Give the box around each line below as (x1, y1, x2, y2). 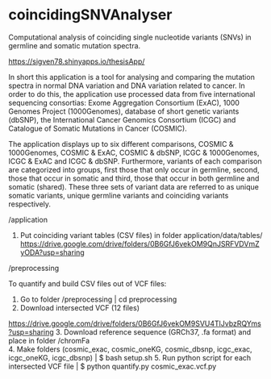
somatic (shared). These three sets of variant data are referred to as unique (8, 181, 260, 191)
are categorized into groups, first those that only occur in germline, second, (8, 165, 260, 174)
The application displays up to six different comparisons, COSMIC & (8, 139, 234, 148)
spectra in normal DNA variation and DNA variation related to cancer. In (8, 81, 246, 90)
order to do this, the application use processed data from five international (8, 89, 256, 98)
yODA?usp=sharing (19, 248, 85, 257)
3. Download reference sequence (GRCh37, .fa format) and (55, 327, 252, 336)
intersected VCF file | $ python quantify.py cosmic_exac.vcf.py (8, 361, 217, 371)
